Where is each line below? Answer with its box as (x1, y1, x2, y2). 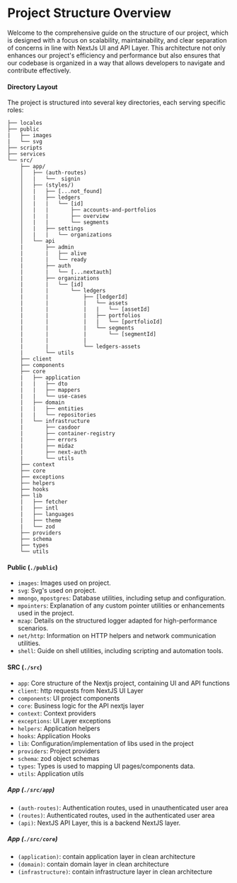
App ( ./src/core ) (7, 835, 58, 843)
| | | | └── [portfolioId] (20, 318, 163, 326)
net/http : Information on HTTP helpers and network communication (17, 632, 216, 640)
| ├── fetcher (20, 498, 69, 505)
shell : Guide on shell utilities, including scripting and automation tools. (17, 647, 224, 655)
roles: (7, 106, 24, 114)
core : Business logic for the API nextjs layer (17, 701, 144, 710)
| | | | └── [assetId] (20, 306, 151, 313)
